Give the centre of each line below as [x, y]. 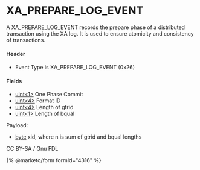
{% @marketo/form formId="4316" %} [54, 160]
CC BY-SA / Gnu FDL [32, 149]
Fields [14, 81]
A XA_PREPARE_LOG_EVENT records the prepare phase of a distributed [96, 27]
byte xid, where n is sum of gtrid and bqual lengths [78, 137]
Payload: [17, 125]
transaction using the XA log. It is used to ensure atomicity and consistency [100, 33]
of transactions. [26, 40]
